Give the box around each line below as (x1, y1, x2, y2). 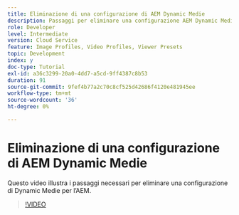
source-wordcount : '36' (7, 97, 78, 104)
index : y (7, 57, 33, 64)
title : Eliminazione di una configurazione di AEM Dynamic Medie (7, 10, 205, 18)
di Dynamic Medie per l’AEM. (7, 186, 92, 194)
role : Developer (7, 23, 55, 31)
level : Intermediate (7, 30, 69, 38)
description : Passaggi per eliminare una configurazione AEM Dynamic (7, 17, 218, 24)
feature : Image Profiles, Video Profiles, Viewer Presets (7, 43, 183, 51)
